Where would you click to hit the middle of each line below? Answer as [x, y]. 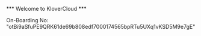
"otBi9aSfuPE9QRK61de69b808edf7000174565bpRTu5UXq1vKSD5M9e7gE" [101, 27]
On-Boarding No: [27, 20]
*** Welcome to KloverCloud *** [46, 9]
